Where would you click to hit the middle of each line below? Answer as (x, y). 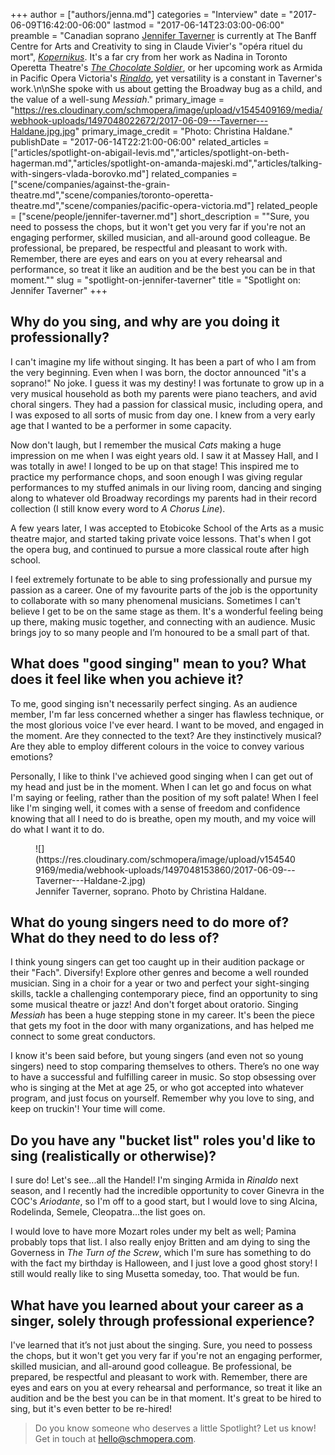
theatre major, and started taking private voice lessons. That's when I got (161, 538)
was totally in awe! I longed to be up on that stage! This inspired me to (155, 466)
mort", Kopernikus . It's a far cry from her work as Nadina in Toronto (149, 57)
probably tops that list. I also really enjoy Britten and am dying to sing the (160, 1242)
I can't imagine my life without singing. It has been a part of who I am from (163, 361)
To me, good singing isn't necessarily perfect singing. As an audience (154, 703)
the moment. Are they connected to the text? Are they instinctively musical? (166, 735)
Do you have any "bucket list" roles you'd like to (163, 1140)
